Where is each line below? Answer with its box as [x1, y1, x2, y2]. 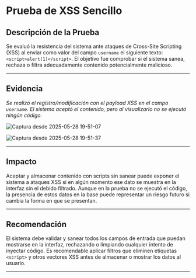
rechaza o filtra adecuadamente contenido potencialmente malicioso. [6, 61, 173, 68]
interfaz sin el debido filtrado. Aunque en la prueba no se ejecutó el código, [6, 185, 188, 192]
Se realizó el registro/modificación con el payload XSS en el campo [6, 99, 169, 106]
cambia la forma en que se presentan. [6, 197, 97, 204]
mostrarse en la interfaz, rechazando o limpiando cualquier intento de [6, 241, 174, 248]
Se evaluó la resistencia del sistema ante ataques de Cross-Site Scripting [6, 43, 182, 50]
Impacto [6, 157, 37, 167]
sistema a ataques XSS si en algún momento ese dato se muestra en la [6, 178, 176, 185]
